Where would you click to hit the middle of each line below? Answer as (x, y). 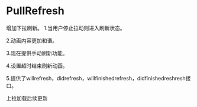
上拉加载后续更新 (27, 98)
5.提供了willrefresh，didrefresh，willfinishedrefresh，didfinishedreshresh (96, 78)
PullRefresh (35, 11)
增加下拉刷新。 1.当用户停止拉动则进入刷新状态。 (66, 28)
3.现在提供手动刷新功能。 (37, 53)
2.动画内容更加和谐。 (32, 40)
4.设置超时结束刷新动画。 (37, 66)
